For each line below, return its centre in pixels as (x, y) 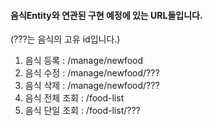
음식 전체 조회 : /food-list (74, 98)
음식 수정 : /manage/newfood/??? (92, 73)
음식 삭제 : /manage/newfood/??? (92, 86)
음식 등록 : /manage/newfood (84, 61)
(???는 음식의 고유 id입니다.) (65, 39)
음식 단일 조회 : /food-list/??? (82, 111)
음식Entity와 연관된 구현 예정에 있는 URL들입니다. (106, 15)
